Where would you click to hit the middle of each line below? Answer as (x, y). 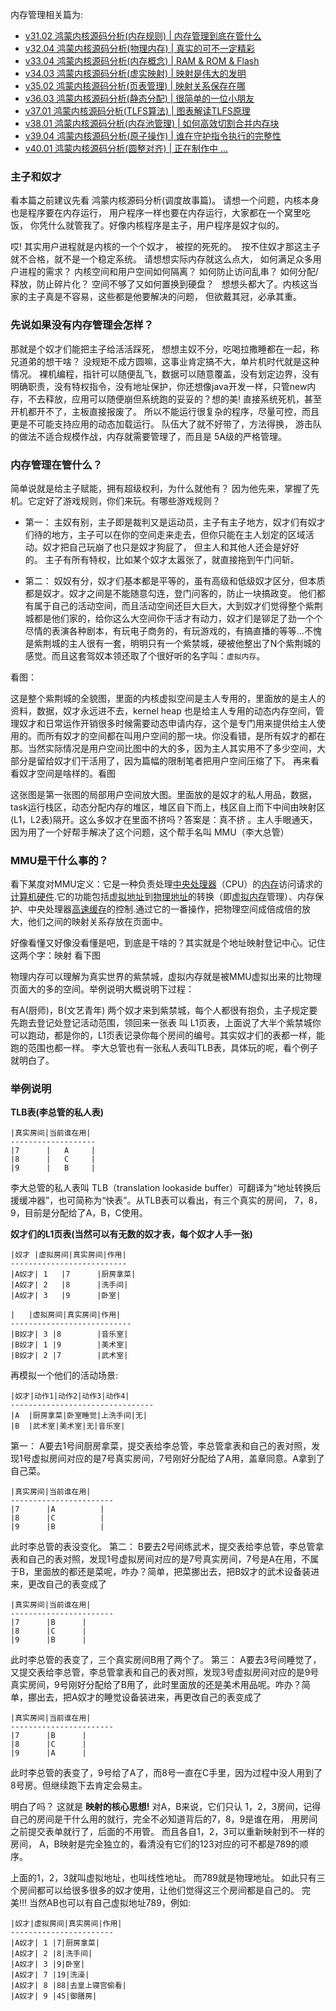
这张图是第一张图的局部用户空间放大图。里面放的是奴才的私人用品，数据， (163, 794)
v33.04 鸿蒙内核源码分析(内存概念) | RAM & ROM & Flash (142, 61)
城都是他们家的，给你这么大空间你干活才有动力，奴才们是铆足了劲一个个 (173, 618)
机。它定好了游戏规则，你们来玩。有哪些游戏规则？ (115, 500)
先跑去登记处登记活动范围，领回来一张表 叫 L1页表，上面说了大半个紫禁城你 (166, 1023)
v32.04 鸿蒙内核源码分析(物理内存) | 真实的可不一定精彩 (140, 48)
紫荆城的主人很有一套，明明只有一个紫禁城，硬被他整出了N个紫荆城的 (177, 643)
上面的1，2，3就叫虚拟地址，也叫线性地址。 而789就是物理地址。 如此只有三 (168, 1878)
